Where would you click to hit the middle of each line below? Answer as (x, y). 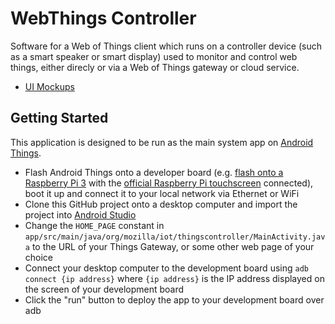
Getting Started (59, 118)
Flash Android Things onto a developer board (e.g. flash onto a (154, 172)
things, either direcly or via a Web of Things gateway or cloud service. (155, 67)
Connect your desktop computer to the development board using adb (166, 268)
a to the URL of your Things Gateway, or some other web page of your (169, 246)
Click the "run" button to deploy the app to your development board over (174, 299)
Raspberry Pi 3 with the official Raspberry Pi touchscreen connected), (169, 183)
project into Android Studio (80, 214)
